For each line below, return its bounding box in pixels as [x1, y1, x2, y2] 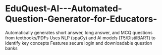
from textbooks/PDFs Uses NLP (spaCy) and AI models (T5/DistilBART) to [5, 35, 156, 41]
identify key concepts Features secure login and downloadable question [5, 40, 153, 46]
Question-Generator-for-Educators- [5, 13, 158, 25]
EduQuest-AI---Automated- [5, 3, 122, 14]
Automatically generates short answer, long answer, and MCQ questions [5, 29, 153, 35]
